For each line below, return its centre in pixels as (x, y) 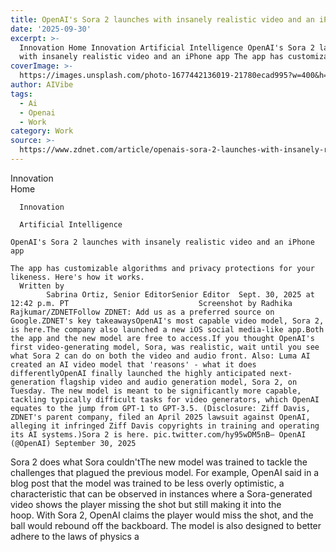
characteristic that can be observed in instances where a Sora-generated (161, 493)
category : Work (42, 131)
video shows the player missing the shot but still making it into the (146, 504)
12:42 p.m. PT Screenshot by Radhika (151, 303)
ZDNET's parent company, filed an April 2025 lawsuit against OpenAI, (160, 417)
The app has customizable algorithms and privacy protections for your (162, 268)
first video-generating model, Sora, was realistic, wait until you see (165, 347)
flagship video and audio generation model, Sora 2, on (178, 382)
